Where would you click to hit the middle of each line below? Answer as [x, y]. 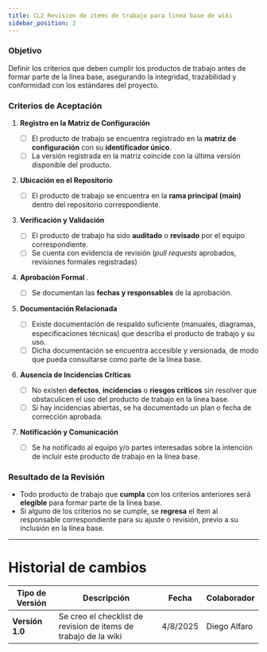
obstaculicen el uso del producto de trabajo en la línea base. [130, 399]
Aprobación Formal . [54, 277]
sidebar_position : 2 [43, 23]
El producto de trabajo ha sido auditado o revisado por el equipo [138, 236]
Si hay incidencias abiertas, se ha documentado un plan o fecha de [141, 408]
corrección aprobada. [67, 416]
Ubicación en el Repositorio [66, 181]
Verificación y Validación [62, 221]
